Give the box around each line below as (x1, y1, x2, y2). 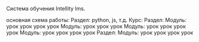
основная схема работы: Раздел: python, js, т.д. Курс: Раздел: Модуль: (6, 17, 187, 23)
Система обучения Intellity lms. (6, 5, 85, 12)
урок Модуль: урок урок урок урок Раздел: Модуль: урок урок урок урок (6, 29, 194, 36)
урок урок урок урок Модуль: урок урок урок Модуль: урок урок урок (6, 23, 186, 30)
